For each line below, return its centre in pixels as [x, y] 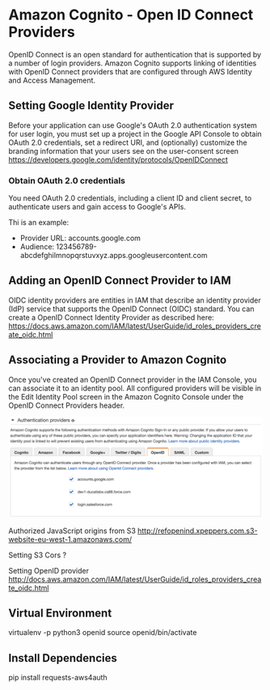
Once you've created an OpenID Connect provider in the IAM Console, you [133, 379]
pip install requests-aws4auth [58, 678]
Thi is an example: [39, 222]
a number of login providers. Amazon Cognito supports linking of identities [133, 63]
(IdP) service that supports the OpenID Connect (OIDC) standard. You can [131, 308]
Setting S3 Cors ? [38, 555]
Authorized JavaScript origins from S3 [72, 531]
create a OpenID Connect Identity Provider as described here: [111, 317]
